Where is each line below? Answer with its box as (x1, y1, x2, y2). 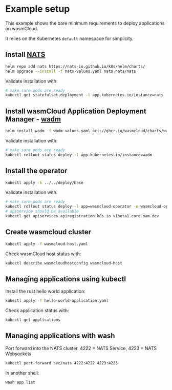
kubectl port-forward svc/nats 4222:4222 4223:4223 (5, 360, 118, 365)
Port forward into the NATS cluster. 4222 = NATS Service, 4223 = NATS (5, 345, 157, 351)
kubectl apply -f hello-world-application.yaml (5, 298, 109, 303)
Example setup (5, 3, 70, 15)
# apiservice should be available (5, 209, 79, 214)
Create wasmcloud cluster (5, 228, 92, 236)
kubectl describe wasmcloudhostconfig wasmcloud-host (5, 260, 123, 265)
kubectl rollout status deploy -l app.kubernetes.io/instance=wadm (5, 152, 153, 157)
